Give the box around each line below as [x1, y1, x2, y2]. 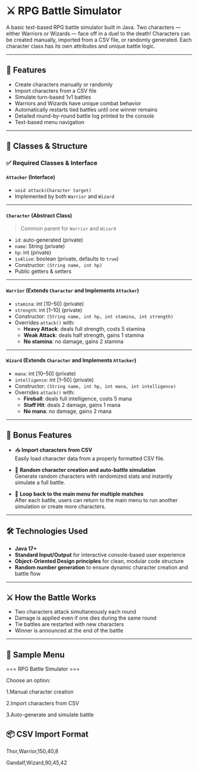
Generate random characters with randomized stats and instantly [14, 473, 173, 480]
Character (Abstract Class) [6, 211, 72, 219]
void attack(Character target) [14, 188, 92, 194]
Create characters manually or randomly [14, 81, 113, 88]
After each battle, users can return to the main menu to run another [14, 496, 178, 503]
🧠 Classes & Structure [6, 141, 88, 151]
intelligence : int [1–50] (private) [14, 376, 94, 383]
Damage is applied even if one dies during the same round [14, 614, 157, 621]
